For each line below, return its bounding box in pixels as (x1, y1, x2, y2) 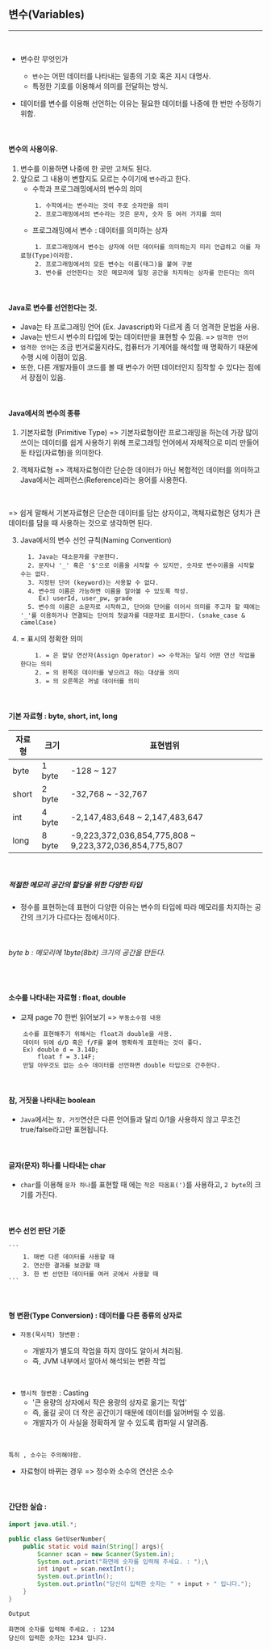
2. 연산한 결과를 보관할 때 (23, 1261, 100, 1270)
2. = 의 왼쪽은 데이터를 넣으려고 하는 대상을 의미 (35, 669, 180, 677)
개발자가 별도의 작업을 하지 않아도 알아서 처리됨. (31, 1346, 183, 1355)
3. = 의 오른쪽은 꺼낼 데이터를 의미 (35, 678, 140, 686)
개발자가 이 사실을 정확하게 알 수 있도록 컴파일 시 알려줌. (31, 1418, 209, 1427)
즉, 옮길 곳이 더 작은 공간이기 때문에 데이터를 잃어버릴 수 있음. (31, 1407, 226, 1417)
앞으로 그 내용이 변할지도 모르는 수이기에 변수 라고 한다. (19, 174, 191, 184)
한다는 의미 (19, 660, 52, 669)
